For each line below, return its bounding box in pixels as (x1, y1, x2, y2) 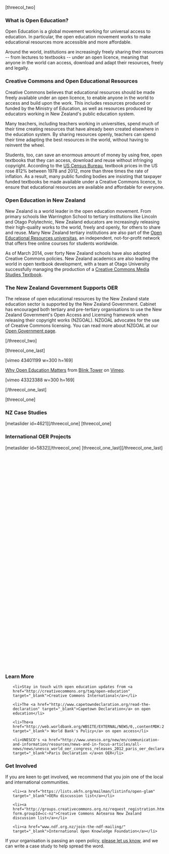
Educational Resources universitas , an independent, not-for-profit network (5, 235, 160, 241)
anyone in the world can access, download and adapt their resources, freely (5, 60, 163, 66)
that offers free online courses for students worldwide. (5, 240, 119, 246)
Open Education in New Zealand (5, 197, 86, 204)
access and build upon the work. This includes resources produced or (5, 100, 151, 106)
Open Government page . (5, 328, 57, 334)
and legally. (5, 65, 29, 71)
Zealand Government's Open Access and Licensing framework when (5, 312, 149, 318)
